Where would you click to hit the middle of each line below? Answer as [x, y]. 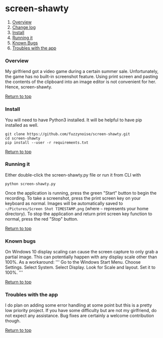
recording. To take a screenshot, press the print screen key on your [73, 198]
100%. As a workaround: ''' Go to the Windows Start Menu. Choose [73, 262]
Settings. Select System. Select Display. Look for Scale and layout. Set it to [80, 268]
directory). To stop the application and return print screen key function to [79, 214]
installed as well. [22, 125]
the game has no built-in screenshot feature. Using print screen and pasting [81, 77]
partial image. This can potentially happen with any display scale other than [81, 257]
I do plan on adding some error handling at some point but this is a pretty [79, 305]
